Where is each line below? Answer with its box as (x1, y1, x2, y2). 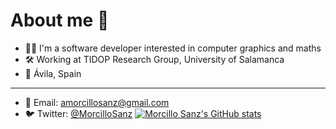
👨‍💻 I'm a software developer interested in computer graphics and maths (24, 42, 322, 54)
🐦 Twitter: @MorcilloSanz (24, 107, 133, 119)
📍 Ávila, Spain (24, 67, 82, 79)
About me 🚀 (10, 9, 110, 32)
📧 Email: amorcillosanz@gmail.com (24, 96, 170, 108)
